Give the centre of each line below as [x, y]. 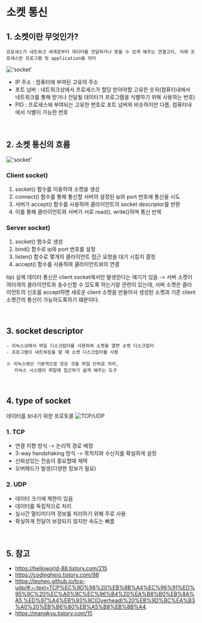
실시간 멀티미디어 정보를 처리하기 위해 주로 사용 [70, 513]
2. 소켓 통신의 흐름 [38, 145]
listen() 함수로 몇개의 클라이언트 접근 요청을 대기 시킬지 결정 [85, 257]
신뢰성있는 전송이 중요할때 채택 [51, 461]
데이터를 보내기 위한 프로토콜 [40, 416]
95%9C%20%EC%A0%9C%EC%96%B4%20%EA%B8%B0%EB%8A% [105, 594]
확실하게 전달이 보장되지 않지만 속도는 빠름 [65, 521]
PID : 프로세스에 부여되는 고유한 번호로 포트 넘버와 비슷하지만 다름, [93, 104]
